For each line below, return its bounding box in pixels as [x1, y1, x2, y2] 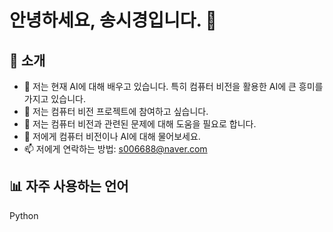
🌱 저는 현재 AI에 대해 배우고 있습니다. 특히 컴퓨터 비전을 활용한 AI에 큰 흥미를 [23, 81, 324, 92]
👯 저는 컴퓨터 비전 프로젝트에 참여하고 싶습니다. [23, 106, 209, 117]
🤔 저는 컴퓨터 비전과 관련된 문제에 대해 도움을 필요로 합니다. [23, 118, 257, 130]
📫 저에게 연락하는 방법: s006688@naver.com [23, 143, 208, 155]
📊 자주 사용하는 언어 [9, 178, 129, 195]
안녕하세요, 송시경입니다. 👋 [9, 9, 217, 32]
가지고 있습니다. [23, 93, 86, 105]
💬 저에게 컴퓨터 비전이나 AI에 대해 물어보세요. [23, 131, 201, 142]
